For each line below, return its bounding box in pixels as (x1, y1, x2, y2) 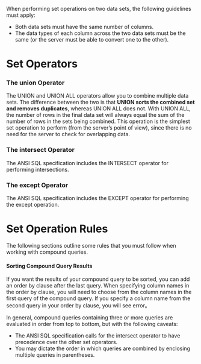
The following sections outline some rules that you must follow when (6, 242, 176, 249)
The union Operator (6, 78, 65, 87)
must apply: (6, 11, 36, 19)
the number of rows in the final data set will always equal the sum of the (6, 111, 185, 119)
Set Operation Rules (6, 222, 108, 236)
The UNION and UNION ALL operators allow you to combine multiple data (6, 92, 189, 99)
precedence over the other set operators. (14, 339, 118, 346)
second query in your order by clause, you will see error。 (6, 302, 150, 309)
